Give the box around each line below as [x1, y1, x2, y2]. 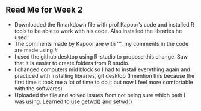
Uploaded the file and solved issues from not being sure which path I [14, 91, 186, 98]
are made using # [14, 46, 58, 54]
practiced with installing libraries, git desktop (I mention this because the [14, 72, 195, 79]
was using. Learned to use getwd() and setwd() [14, 98, 132, 105]
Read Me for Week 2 [5, 5, 83, 15]
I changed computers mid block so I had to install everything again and [14, 66, 191, 73]
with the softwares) [14, 84, 63, 92]
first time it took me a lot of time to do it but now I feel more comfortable [14, 78, 193, 86]
